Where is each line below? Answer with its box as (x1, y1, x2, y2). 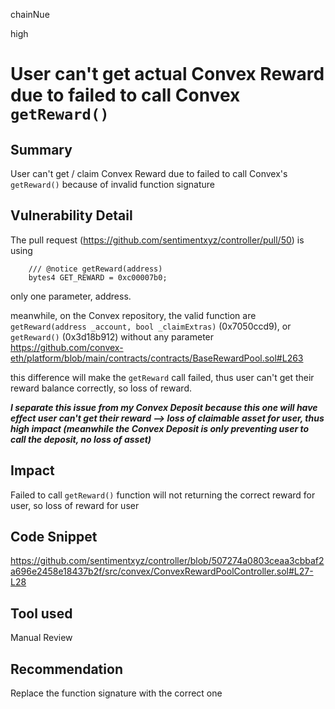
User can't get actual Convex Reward (10, 63, 325, 86)
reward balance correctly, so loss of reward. (10, 382, 192, 394)
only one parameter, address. (10, 290, 132, 302)
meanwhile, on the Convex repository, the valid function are (10, 309, 257, 321)
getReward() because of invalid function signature (10, 179, 215, 190)
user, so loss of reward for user (10, 499, 140, 511)
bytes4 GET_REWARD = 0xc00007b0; (28, 272, 168, 283)
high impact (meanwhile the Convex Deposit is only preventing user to (10, 422, 310, 434)
